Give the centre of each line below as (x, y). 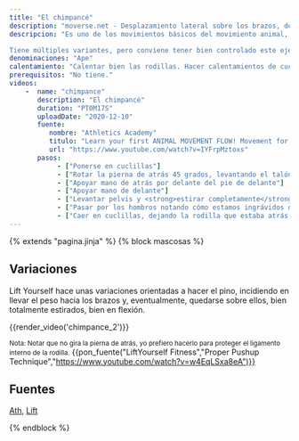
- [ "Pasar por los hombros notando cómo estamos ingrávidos (170, 208)
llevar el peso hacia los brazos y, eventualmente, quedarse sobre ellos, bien (148, 300)
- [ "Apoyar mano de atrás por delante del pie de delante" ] (170, 183)
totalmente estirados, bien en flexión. (77, 309)
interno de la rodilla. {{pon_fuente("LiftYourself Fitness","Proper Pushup (134, 352)
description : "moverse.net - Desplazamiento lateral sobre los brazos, (145, 26)
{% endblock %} (40, 428)
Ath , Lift (24, 411)
